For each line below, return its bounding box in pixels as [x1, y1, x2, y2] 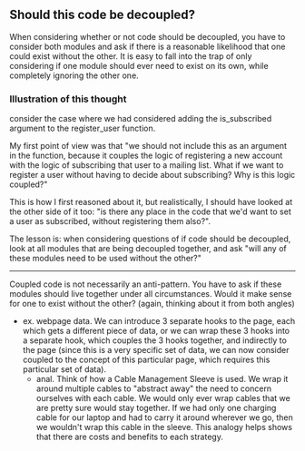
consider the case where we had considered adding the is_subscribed [9, 113, 272, 124]
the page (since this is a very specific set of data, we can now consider [22, 345, 290, 356]
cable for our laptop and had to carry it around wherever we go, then [35, 412, 293, 423]
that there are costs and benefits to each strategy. [35, 431, 224, 443]
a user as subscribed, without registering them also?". [9, 216, 212, 227]
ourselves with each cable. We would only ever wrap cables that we [35, 393, 290, 404]
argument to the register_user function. [9, 123, 156, 134]
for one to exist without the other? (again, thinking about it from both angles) [9, 299, 295, 309]
